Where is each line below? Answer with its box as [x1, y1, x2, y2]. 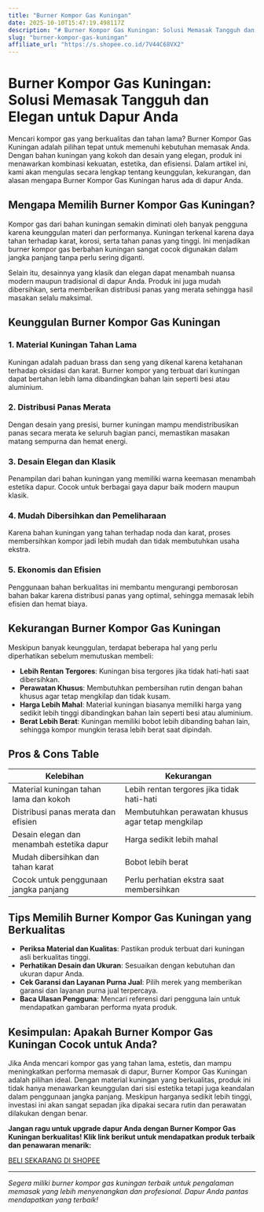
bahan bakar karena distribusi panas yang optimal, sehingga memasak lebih [8, 590, 254, 600]
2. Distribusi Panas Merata [8, 402, 112, 413]
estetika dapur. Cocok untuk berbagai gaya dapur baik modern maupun [8, 483, 240, 492]
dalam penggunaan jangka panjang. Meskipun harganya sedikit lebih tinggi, [8, 1092, 253, 1101]
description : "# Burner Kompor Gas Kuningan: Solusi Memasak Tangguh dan [8, 26, 255, 34]
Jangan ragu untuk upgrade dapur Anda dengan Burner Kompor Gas [8, 1124, 236, 1133]
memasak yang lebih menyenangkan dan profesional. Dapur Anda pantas [8, 1187, 249, 1195]
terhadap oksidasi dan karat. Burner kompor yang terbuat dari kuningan [8, 365, 240, 375]
